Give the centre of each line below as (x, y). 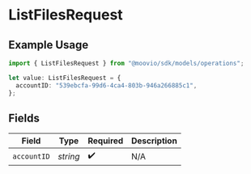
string (69, 156)
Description (154, 141)
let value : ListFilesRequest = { (65, 78)
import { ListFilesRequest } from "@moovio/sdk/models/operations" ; (126, 63)
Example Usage (49, 45)
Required (106, 141)
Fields (24, 118)
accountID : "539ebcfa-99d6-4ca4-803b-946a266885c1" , (106, 85)
